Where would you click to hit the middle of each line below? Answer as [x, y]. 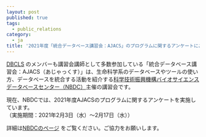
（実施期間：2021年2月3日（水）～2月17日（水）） [70, 115]
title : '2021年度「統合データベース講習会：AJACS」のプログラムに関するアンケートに [102, 46]
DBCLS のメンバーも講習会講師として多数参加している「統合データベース [99, 64]
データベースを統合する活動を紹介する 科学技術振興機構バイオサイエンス [108, 79]
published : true [27, 18]
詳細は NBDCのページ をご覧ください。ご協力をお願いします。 [84, 128]
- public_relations [37, 29]
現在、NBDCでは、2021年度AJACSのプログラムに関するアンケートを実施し [101, 100]
